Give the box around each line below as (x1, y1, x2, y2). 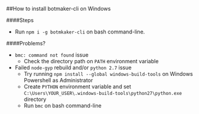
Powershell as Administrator (23, 77, 93, 84)
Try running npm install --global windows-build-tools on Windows (23, 70, 193, 77)
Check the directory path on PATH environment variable (23, 58, 159, 64)
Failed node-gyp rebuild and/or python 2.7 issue (14, 64, 132, 71)
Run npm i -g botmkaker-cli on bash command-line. (14, 28, 145, 35)
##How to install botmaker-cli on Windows (6, 5, 111, 12)
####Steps (6, 17, 34, 23)
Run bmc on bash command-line (23, 102, 102, 109)
